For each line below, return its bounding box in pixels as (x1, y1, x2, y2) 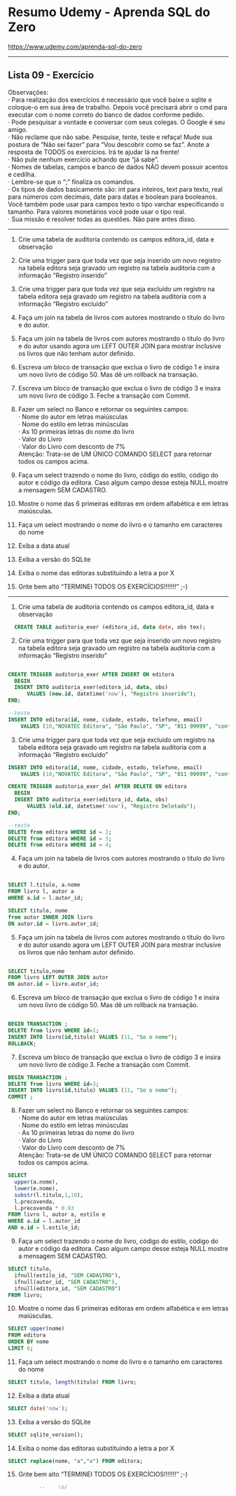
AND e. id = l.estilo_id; (8, 1224, 81, 1231)
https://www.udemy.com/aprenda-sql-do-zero (8, 42, 143, 51)
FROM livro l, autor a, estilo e (8, 1211, 106, 1219)
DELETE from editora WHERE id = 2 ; (8, 828, 112, 836)
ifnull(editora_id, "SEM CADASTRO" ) (14, 1285, 121, 1292)
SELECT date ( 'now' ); (8, 1405, 69, 1412)
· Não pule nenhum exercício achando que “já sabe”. (8, 155, 159, 164)
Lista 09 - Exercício (8, 70, 94, 81)
